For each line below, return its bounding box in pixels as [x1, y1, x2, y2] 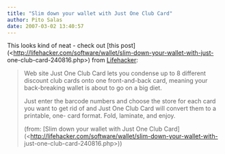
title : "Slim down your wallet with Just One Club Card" [7, 10, 173, 17]
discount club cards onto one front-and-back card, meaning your [23, 77, 208, 85]
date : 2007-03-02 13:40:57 [7, 23, 84, 29]
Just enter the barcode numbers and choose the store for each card [23, 97, 216, 105]
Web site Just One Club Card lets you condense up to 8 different [23, 69, 207, 77]
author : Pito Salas [7, 16, 63, 23]
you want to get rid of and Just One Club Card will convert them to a [23, 104, 217, 113]
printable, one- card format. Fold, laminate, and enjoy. [23, 112, 176, 120]
